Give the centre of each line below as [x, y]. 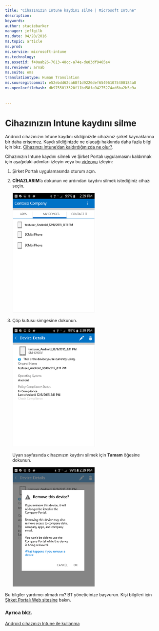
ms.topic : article [24, 42]
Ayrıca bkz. [19, 613]
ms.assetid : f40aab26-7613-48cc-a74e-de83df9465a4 [58, 62]
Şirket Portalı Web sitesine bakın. [38, 600]
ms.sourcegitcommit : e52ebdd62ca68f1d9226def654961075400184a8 [71, 83]
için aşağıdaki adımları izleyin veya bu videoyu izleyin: [59, 162]
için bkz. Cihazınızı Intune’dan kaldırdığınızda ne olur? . [59, 147]
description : [18, 15]
